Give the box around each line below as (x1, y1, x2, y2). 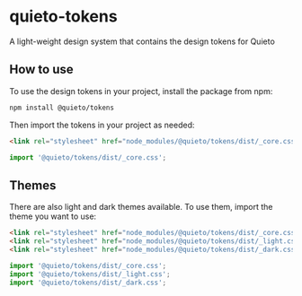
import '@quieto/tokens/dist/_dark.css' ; (9, 278, 167, 287)
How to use (9, 62, 74, 77)
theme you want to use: (9, 211, 97, 222)
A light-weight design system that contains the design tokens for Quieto (9, 36, 276, 47)
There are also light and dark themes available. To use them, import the (9, 202, 273, 213)
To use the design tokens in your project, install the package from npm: (9, 85, 273, 96)
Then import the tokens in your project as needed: (9, 119, 195, 130)
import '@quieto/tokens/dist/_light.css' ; (9, 269, 171, 279)
